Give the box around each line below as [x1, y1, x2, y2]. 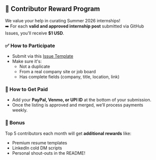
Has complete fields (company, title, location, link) [19, 74, 120, 80]
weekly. [12, 107, 28, 113]
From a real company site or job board [19, 69, 96, 75]
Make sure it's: [12, 59, 42, 64]
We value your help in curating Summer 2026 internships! [5, 17, 121, 23]
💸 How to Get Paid [5, 86, 48, 93]
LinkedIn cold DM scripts [12, 145, 62, 151]
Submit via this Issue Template [12, 53, 74, 59]
